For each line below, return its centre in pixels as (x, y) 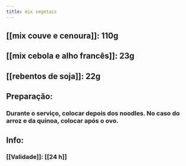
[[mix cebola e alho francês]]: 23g (70, 56)
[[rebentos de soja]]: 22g (53, 76)
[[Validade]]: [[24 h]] (37, 157)
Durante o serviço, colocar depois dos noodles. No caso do (93, 114)
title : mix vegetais (32, 12)
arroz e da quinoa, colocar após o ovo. (62, 121)
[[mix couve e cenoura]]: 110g (62, 36)
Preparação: (29, 97)
